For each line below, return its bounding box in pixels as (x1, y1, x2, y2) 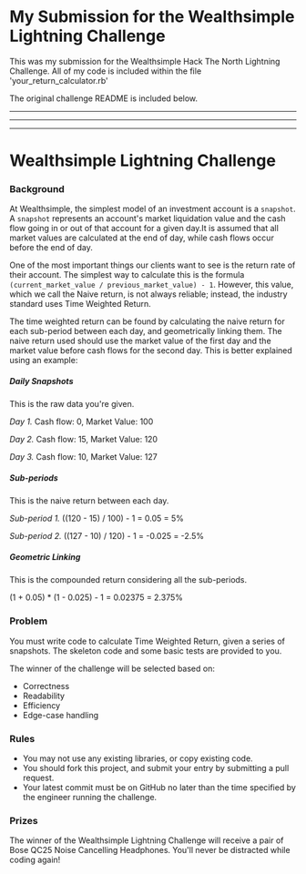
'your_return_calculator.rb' (9, 75, 109, 86)
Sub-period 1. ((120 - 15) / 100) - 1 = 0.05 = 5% (9, 513, 185, 524)
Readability (22, 690, 66, 701)
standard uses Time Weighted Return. (9, 299, 152, 310)
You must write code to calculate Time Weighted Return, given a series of (9, 635, 285, 646)
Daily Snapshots (9, 376, 74, 387)
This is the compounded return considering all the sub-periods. (9, 574, 248, 585)
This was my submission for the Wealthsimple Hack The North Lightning (9, 56, 280, 66)
